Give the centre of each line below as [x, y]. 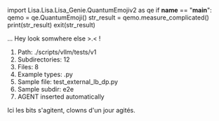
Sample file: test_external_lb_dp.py [67, 82]
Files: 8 [28, 67]
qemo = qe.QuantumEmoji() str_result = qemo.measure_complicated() [108, 17]
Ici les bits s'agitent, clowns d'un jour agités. [71, 110]
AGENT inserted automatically [61, 97]
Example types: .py [45, 74]
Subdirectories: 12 [44, 59]
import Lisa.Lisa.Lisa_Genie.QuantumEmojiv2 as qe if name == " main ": [109, 10]
